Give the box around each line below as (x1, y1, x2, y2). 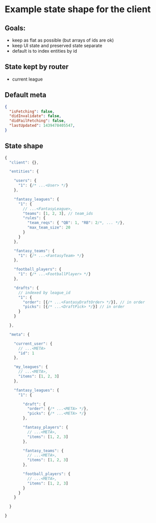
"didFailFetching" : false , (9, 118, 66, 124)
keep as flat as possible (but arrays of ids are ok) (12, 37, 114, 43)
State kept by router (5, 62, 69, 71)
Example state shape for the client (5, 4, 151, 15)
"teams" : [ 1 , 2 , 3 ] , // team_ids (23, 211, 93, 216)
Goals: (5, 24, 26, 32)
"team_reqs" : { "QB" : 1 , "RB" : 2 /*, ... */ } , (27, 220, 125, 226)
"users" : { (14, 178, 37, 183)
